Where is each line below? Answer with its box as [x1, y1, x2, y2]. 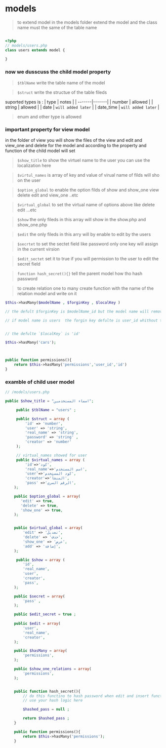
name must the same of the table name [17, 24, 97, 30]
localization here [17, 162, 51, 168]
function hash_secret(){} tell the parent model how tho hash [17, 270, 142, 276]
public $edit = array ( [14, 621, 61, 626]
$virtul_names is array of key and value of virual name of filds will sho [17, 172, 160, 178]
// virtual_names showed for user [16, 453, 87, 458]
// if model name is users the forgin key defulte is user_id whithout [5, 318, 158, 323]
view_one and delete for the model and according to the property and [5, 142, 147, 148]
